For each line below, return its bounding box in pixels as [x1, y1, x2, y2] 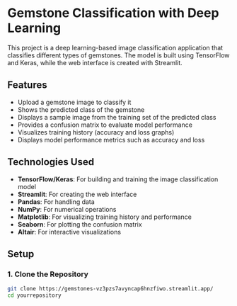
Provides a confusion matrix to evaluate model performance [17, 120, 193, 129]
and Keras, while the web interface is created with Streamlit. [7, 58, 183, 67]
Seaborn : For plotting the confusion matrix [17, 220, 143, 228]
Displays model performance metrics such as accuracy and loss [17, 135, 205, 144]
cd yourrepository [7, 292, 62, 299]
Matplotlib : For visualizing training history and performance [17, 212, 192, 221]
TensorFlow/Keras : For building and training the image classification [17, 175, 219, 183]
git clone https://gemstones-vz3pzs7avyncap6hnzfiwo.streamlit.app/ [7, 285, 214, 293]
